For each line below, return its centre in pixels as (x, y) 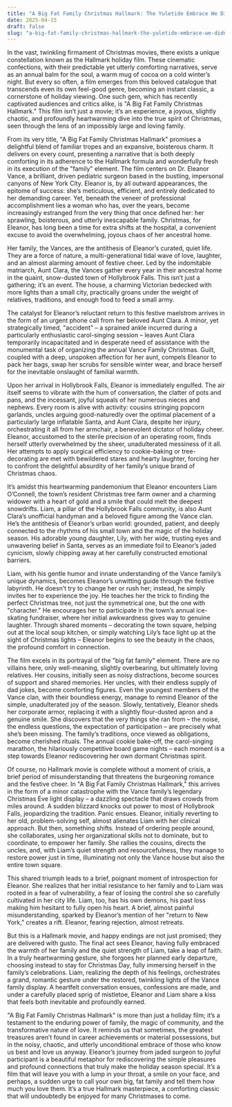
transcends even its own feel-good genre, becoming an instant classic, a (110, 89)
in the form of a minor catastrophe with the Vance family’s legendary (105, 792)
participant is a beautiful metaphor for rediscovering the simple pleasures (112, 1059)
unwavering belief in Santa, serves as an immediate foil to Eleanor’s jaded (112, 546)
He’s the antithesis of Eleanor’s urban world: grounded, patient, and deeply (114, 523)
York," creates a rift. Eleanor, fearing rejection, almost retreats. (96, 922)
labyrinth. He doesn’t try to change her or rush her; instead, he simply (106, 588)
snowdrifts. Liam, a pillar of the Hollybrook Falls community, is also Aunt (109, 509)
